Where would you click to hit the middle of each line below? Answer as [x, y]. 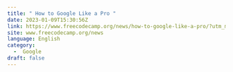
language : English [34, 39]
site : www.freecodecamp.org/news [55, 33]
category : [21, 45]
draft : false [26, 58]
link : [15, 26]
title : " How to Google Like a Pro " [62, 13]
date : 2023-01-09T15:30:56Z [48, 20]
